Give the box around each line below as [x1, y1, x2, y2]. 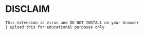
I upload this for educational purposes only [5, 24, 104, 30]
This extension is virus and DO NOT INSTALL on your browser [5, 20, 139, 25]
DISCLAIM [5, 3, 50, 15]
